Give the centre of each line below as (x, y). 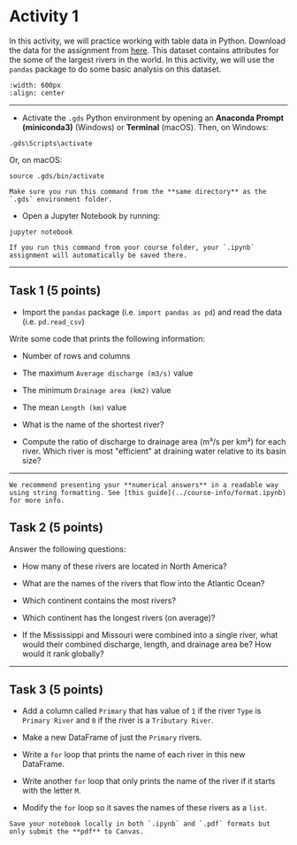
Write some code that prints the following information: (107, 338)
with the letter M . (51, 791)
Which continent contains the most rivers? (99, 601)
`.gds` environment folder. (61, 199)
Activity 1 (44, 16)
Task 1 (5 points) (55, 291)
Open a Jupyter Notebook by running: (91, 215)
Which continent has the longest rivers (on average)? (118, 617)
